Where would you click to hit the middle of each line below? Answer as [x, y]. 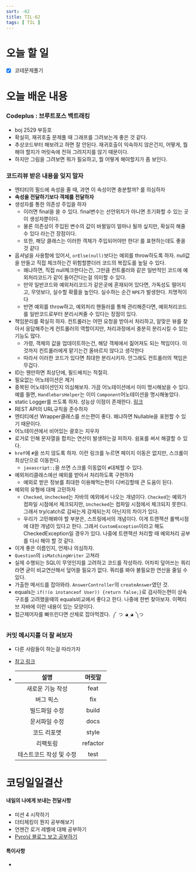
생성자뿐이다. [44, 219]
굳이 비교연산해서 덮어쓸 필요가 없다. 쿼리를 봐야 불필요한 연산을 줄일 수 [107, 570]
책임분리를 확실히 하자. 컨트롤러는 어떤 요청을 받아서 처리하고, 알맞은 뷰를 [98, 321]
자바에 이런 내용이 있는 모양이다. [58, 607]
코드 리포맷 [47, 733]
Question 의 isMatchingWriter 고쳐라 [57, 555]
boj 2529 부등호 [33, 130]
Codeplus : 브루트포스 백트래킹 [48, 116]
